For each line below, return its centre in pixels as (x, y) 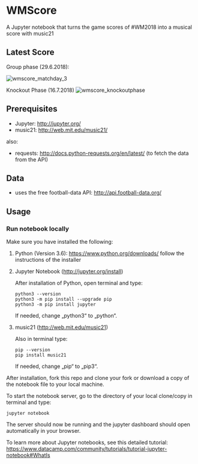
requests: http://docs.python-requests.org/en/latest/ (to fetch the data (102, 153)
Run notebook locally (38, 229)
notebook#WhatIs (28, 455)
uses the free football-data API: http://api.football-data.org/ (88, 193)
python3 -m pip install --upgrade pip (63, 300)
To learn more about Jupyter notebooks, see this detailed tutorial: (87, 442)
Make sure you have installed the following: (60, 242)
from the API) (31, 159)
